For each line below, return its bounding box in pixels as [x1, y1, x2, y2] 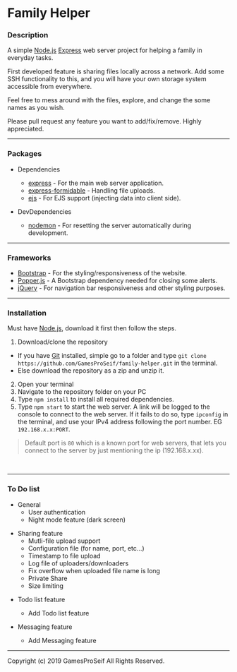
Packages [7, 149, 42, 159]
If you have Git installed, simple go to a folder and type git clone [17, 352, 207, 360]
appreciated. [7, 125, 44, 133]
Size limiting [28, 581, 63, 590]
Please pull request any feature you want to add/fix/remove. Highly [7, 117, 202, 126]
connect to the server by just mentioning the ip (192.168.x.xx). [24, 446, 204, 455]
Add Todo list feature [28, 608, 90, 617]
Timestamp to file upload [28, 551, 101, 560]
